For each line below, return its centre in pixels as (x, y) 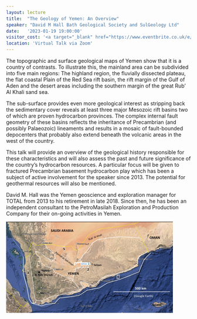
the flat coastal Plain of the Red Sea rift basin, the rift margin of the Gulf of (96, 80)
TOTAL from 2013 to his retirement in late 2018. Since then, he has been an (96, 201)
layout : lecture (26, 12)
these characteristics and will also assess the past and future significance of (98, 158)
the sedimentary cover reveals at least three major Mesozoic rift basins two (97, 110)
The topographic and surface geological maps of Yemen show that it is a (94, 61)
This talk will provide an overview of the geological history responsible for (95, 152)
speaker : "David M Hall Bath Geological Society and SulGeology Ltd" (93, 25)
